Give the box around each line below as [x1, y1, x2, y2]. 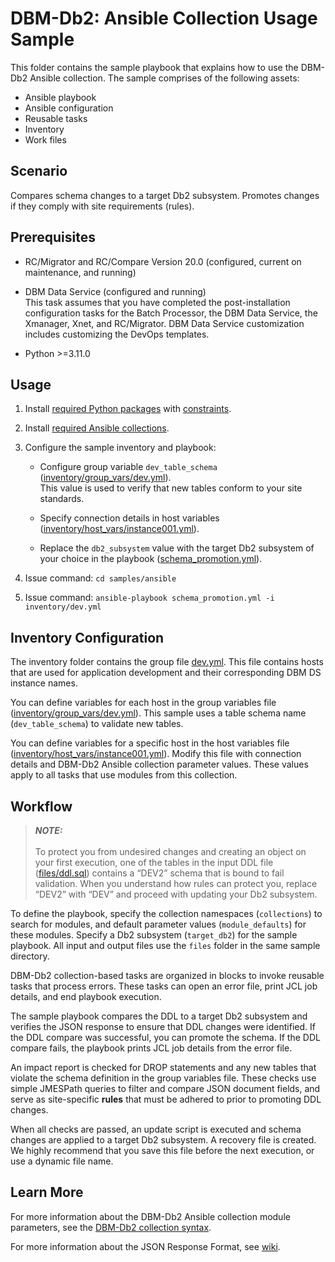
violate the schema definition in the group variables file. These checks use [10, 1072, 317, 1084]
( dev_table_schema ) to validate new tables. [10, 718, 184, 730]
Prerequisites [10, 229, 96, 246]
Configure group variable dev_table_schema [39, 461, 218, 473]
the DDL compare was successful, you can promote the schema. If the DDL [10, 1032, 321, 1043]
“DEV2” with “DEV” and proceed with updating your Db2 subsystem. [34, 888, 318, 900]
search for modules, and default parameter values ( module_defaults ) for [10, 918, 307, 930]
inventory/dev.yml [24, 602, 102, 612]
